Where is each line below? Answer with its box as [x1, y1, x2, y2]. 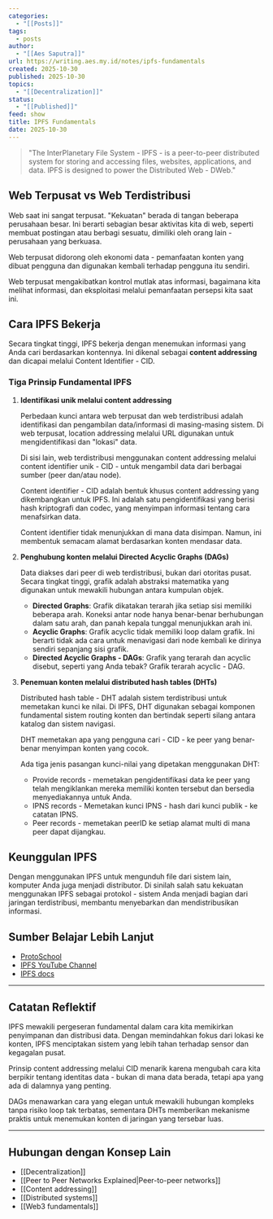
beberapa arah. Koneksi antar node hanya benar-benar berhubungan [32, 609, 264, 619]
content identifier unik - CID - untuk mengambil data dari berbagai [19, 461, 242, 471]
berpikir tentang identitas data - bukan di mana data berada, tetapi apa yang [8, 1072, 264, 1082]
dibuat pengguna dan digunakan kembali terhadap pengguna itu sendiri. [8, 261, 250, 270]
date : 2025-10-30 [8, 125, 67, 134]
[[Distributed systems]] [19, 1192, 98, 1202]
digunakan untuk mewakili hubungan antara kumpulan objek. [19, 585, 224, 594]
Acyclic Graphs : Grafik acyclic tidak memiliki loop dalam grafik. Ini [32, 626, 255, 636]
